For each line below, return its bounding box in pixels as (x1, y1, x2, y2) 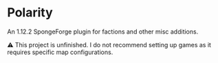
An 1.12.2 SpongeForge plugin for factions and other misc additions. (7, 27, 199, 36)
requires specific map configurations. (7, 48, 113, 56)
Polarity (7, 5, 53, 21)
